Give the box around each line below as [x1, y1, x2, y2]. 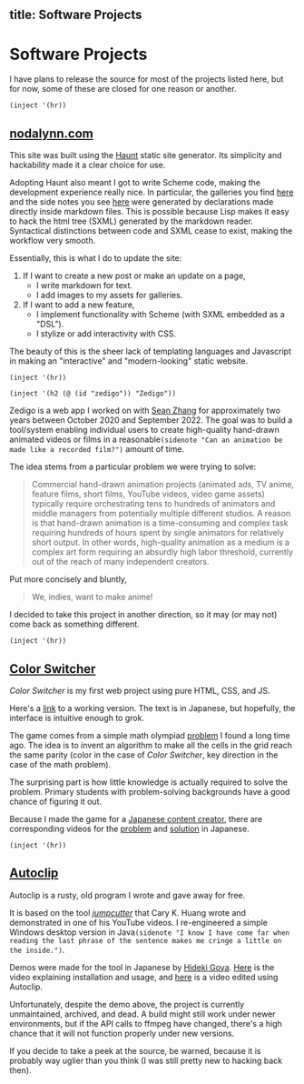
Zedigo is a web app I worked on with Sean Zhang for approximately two [9, 405, 281, 417]
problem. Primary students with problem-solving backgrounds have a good [9, 786, 290, 797]
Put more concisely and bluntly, [9, 574, 127, 585]
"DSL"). [35, 318, 64, 330]
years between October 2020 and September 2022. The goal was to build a [9, 415, 293, 426]
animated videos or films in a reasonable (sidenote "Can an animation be [9, 434, 283, 445]
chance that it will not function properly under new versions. [9, 1028, 235, 1039]
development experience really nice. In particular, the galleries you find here [9, 186, 294, 198]
